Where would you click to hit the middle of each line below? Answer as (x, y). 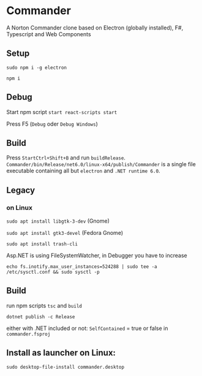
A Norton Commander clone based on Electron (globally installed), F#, (95, 28)
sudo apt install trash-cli (42, 244)
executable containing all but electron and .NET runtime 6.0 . (83, 171)
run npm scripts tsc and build (44, 305)
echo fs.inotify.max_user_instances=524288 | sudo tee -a (82, 267)
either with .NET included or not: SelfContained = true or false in (87, 328)
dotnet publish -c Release (41, 317)
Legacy (21, 190)
